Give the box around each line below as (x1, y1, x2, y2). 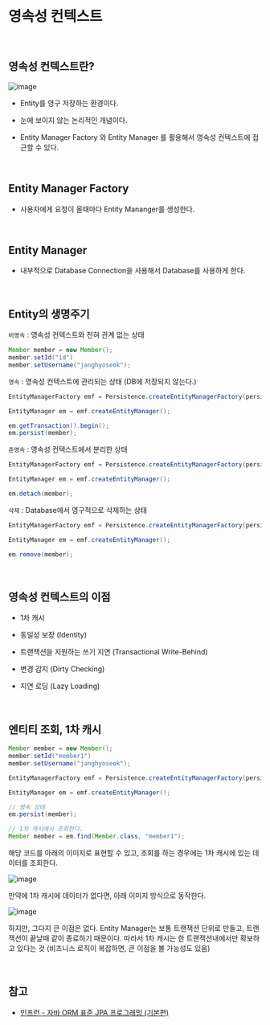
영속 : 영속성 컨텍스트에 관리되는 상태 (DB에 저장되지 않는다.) (8, 376, 197, 386)
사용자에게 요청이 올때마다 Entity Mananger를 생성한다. (19, 204, 195, 214)
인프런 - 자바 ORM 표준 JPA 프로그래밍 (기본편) (19, 1007, 170, 1017)
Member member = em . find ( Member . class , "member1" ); (8, 833, 185, 841)
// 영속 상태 (8, 803, 46, 811)
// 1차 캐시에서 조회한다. (8, 825, 84, 833)
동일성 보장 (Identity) (19, 630, 87, 640)
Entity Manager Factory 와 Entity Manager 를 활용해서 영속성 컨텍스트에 (19, 132, 251, 141)
